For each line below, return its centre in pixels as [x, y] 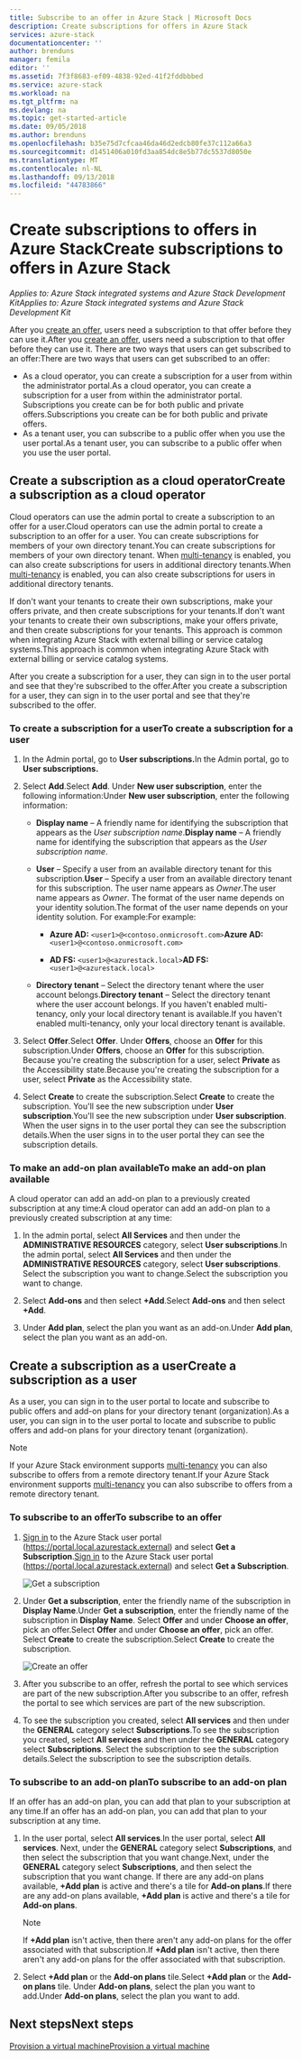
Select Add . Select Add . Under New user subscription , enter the [142, 786]
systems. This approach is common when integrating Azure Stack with [139, 649]
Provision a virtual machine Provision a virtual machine [110, 2046]
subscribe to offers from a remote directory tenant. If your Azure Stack [139, 1475]
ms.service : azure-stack [56, 85]
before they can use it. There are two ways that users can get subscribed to [150, 349]
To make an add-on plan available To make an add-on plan [137, 1168]
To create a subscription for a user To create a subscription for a [151, 728]
